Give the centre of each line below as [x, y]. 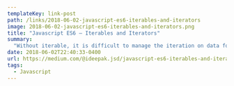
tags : [15, 65]
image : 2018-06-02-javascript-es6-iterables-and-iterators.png [101, 26]
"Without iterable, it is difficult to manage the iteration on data [116, 46]
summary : [20, 40]
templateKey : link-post [42, 14]
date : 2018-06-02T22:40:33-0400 [54, 53]
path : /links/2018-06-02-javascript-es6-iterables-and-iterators [104, 20]
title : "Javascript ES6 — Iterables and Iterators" [84, 33]
